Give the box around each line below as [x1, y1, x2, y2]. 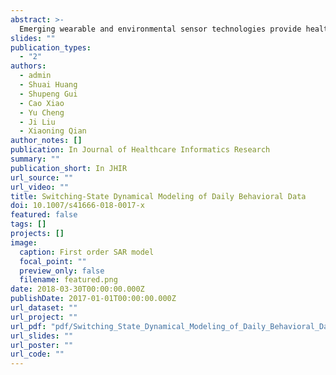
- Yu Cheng [19, 107, 65, 118]
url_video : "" [10, 182, 70, 192]
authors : [10, 61, 47, 71]
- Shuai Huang [19, 80, 78, 90]
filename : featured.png [19, 275, 118, 285]
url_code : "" [10, 349, 65, 360]
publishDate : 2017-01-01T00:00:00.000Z [10, 294, 177, 304]
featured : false [10, 210, 78, 220]
